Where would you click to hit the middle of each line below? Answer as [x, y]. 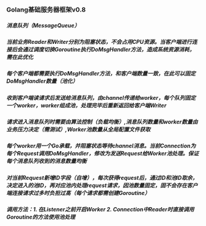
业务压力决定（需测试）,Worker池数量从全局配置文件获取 [79, 130]
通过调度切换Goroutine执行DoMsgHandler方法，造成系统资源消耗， [109, 49]
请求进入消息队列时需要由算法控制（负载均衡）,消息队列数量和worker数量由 [102, 122]
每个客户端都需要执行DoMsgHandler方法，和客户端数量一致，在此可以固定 [101, 74]
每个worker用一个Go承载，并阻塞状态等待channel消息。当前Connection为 [101, 146]
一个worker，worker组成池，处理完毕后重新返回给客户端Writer [86, 105]
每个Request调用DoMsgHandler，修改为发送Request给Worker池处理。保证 [103, 154]
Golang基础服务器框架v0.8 [46, 9]
